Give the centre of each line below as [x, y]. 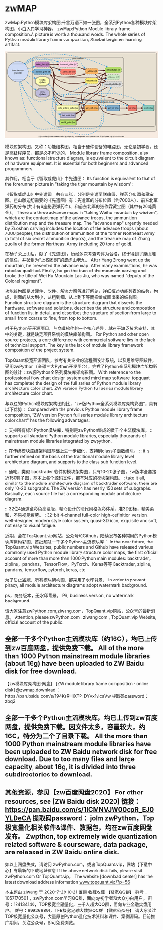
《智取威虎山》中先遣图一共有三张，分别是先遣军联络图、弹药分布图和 [75, 194]
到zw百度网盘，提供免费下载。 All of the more [74, 648]
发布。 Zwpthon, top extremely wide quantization [81, 836]
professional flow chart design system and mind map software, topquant [78, 378]
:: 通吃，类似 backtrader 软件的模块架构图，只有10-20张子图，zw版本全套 [79, 471]
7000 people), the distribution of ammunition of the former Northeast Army [80, 233]
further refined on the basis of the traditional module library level [70, 456]
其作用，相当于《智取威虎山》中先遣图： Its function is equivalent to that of [80, 178]
